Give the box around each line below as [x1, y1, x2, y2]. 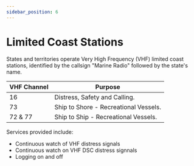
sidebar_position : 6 [6, 9, 59, 15]
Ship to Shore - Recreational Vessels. [54, 103, 161, 111]
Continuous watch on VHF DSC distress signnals [15, 147, 137, 154]
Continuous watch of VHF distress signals [15, 140, 120, 147]
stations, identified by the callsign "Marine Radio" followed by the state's [6, 61, 189, 69]
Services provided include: [6, 128, 74, 136]
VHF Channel [9, 83, 49, 91]
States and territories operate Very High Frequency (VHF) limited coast [6, 55, 184, 63]
